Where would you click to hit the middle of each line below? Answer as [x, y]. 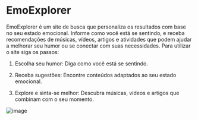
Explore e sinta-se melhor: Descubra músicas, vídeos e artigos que [97, 93]
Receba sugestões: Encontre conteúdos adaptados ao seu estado [95, 75]
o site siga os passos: [33, 52]
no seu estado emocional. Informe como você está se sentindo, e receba [96, 33]
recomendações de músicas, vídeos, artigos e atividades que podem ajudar [99, 39]
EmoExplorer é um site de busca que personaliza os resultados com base [96, 27]
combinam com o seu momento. [54, 99]
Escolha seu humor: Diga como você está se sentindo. [81, 64]
